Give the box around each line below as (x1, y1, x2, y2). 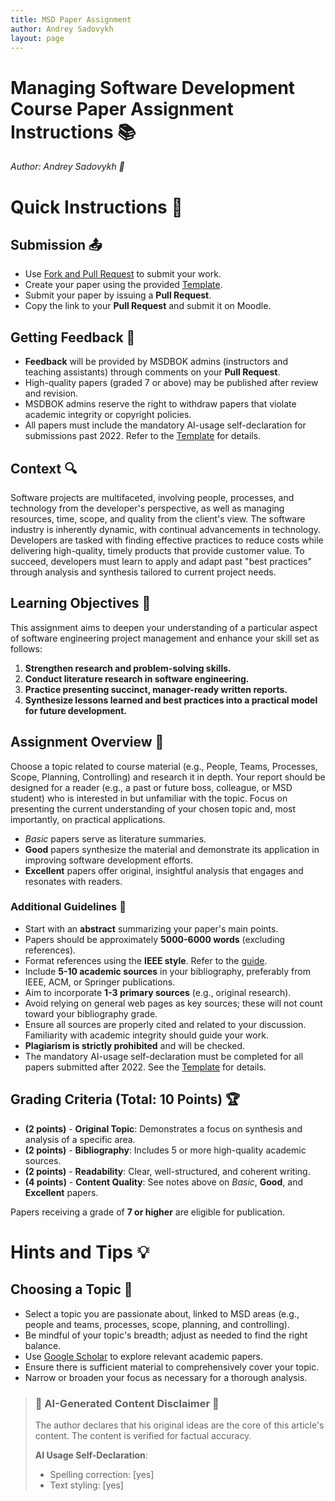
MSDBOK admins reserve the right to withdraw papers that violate (24, 398, 297, 410)
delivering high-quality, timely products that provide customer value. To (10, 544, 305, 556)
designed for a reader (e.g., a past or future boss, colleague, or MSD (10, 781, 293, 793)
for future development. (24, 704, 128, 716)
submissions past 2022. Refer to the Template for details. (24, 430, 262, 442)
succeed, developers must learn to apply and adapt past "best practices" (10, 555, 313, 567)
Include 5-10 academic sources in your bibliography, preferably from (24, 965, 311, 977)
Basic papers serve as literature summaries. (24, 832, 207, 845)
